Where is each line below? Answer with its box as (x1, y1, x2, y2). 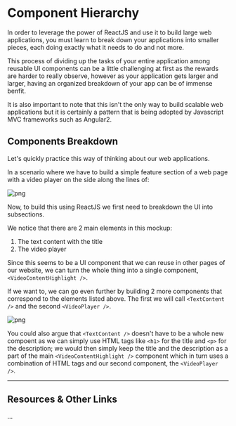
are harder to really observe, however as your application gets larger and (7, 72, 218, 80)
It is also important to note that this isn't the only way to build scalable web (7, 100, 223, 108)
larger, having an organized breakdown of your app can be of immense (7, 79, 213, 87)
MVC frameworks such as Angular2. (7, 115, 112, 124)
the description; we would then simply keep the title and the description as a (7, 344, 228, 352)
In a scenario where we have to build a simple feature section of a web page (7, 167, 228, 176)
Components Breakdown (7, 136, 118, 148)
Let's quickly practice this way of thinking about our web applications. (7, 154, 210, 162)
